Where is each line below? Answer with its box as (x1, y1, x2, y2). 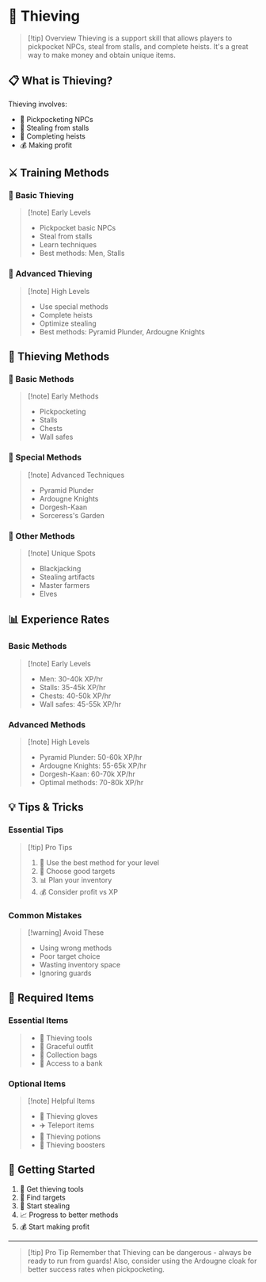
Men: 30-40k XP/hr (39, 673, 104, 684)
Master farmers (39, 581, 90, 590)
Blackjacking (39, 564, 82, 574)
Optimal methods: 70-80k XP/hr (39, 778, 144, 787)
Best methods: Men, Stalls (39, 249, 125, 258)
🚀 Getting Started (8, 1163, 96, 1177)
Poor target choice (39, 951, 101, 961)
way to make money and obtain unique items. (27, 50, 177, 59)
